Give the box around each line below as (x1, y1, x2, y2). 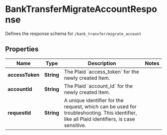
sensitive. (64, 122, 86, 129)
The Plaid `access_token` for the (64, 68, 139, 75)
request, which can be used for (64, 103, 137, 110)
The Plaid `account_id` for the (64, 82, 133, 89)
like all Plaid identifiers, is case (64, 116, 135, 123)
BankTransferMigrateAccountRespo (5, 3, 158, 15)
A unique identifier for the (64, 97, 124, 104)
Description (87, 60, 116, 67)
